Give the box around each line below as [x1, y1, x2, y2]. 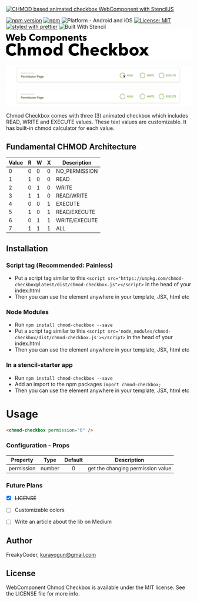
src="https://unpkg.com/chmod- [108, 275, 184, 282]
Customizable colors [14, 506, 65, 514]
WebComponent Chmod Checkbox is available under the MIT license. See [6, 584, 185, 591]
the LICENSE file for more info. [6, 590, 81, 597]
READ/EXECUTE [55, 209, 95, 216]
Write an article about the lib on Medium [14, 518, 112, 526]
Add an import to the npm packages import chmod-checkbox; [14, 380, 162, 387]
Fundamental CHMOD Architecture [6, 142, 137, 152]
